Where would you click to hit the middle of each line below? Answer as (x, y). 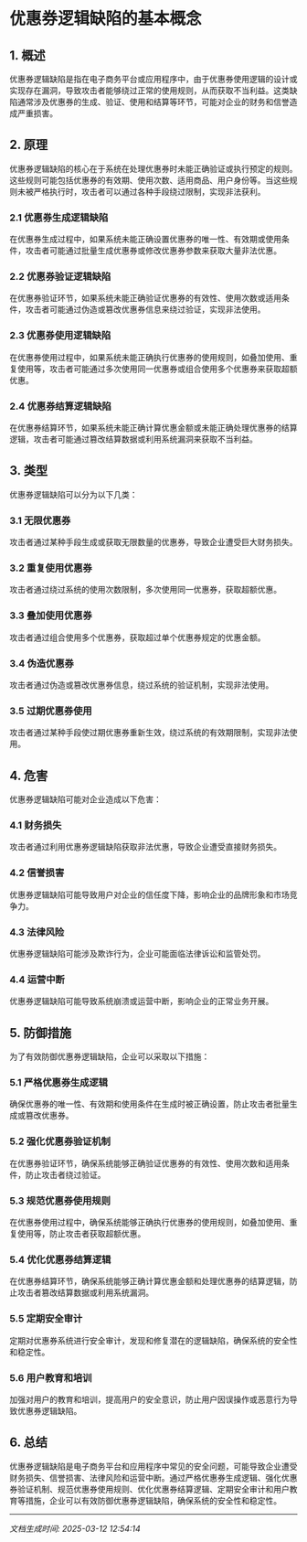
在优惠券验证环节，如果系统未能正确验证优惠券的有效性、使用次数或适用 (145, 298)
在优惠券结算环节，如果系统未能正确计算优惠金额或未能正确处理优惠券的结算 (153, 428)
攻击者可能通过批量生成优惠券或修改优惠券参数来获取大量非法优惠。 (153, 251)
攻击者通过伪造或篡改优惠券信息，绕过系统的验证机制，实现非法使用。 (142, 685)
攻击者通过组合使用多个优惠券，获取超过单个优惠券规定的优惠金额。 (138, 637)
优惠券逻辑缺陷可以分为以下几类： (74, 494)
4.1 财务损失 (36, 826)
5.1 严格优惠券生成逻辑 (58, 1083)
